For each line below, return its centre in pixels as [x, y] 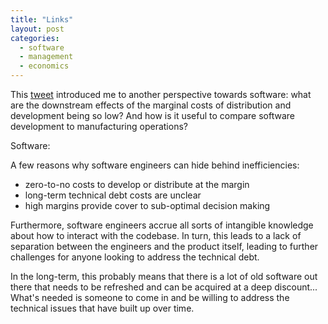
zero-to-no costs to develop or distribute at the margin [137, 184]
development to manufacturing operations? [99, 126]
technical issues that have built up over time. [102, 308]
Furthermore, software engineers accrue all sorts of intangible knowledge [162, 225]
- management [46, 57]
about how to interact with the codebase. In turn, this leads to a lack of [156, 235]
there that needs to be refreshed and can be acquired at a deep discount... [164, 287]
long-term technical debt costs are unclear [113, 195]
